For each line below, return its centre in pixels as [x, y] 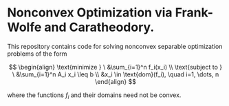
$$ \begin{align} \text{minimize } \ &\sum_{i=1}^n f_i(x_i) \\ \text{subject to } [116, 67]
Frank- [194, 13]
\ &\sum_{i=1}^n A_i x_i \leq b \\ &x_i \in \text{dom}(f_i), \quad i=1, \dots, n [116, 74]
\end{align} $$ [116, 81]
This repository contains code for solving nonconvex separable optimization [115, 46]
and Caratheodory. [99, 27]
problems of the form [37, 54]
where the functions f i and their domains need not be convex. [94, 96]
